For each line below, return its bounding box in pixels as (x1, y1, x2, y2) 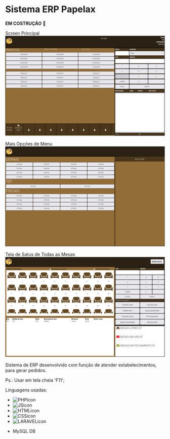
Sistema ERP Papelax (5, 4, 96, 15)
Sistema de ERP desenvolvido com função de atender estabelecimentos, (5, 361, 157, 368)
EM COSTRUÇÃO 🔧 (5, 20, 46, 26)
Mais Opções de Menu (5, 140, 53, 147)
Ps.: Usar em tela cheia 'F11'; (5, 377, 65, 383)
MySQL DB (12, 428, 36, 434)
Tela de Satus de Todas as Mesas (5, 251, 75, 257)
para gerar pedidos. (5, 367, 47, 373)
